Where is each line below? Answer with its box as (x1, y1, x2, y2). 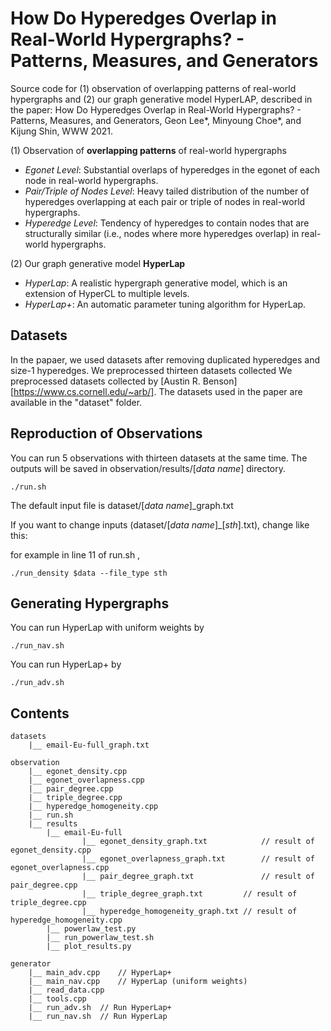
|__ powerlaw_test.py (46, 924, 137, 934)
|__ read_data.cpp (28, 985, 105, 996)
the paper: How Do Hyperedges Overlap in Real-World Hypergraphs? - (10, 103, 302, 116)
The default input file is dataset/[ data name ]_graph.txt (10, 499, 234, 511)
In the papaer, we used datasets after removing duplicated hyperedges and (10, 353, 321, 366)
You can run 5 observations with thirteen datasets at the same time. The (10, 452, 308, 464)
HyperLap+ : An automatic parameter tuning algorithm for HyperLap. (24, 298, 307, 310)
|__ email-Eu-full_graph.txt (28, 740, 150, 751)
